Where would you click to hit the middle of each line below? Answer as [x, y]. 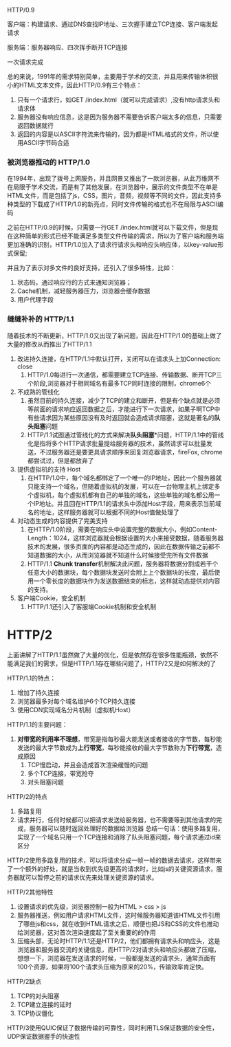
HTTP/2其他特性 [30, 892]
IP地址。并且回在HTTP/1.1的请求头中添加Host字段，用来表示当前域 [127, 503]
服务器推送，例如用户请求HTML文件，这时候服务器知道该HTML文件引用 [119, 915]
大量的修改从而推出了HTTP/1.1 [49, 344]
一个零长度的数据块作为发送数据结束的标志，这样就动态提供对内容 [127, 581]
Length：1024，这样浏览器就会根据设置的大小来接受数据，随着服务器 [125, 538]
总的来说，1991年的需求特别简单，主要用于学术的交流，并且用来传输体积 [110, 76]
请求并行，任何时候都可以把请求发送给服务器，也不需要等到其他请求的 [117, 819]
